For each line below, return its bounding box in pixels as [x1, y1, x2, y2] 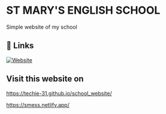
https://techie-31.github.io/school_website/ [6, 90, 112, 97]
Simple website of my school [6, 23, 78, 30]
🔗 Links [6, 41, 34, 51]
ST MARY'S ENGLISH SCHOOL [6, 4, 161, 17]
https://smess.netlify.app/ [6, 101, 70, 108]
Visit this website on [6, 74, 84, 84]
